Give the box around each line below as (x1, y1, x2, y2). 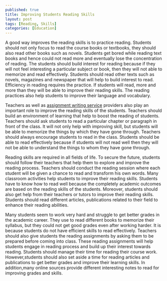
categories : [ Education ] (5, 26, 57, 31)
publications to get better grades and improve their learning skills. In (5, 260, 146, 266)
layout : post (5, 16, 32, 21)
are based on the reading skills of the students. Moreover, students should (5, 186, 158, 192)
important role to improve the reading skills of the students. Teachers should (5, 108, 162, 114)
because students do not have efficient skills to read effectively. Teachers (5, 228, 157, 234)
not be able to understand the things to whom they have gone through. (5, 145, 151, 151)
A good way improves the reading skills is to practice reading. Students (5, 39, 152, 45)
